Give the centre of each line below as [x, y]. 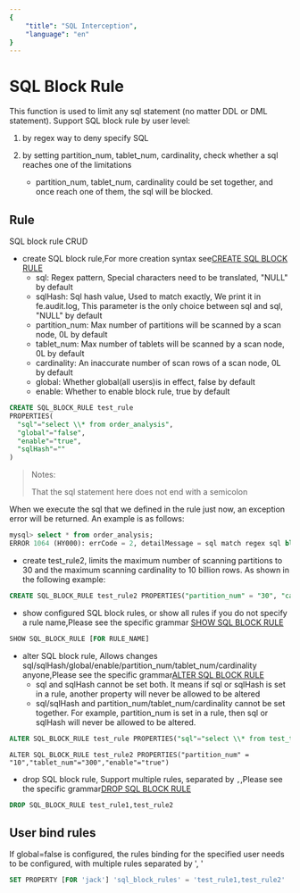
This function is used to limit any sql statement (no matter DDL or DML [138, 112]
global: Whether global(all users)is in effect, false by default [146, 382]
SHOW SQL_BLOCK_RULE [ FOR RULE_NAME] [79, 638]
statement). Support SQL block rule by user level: [100, 121]
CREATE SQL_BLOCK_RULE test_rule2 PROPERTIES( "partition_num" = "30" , [143, 596]
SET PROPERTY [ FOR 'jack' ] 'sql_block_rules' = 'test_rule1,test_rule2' [147, 880]
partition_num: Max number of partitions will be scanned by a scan [158, 325]
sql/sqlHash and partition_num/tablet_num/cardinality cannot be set [160, 703]
